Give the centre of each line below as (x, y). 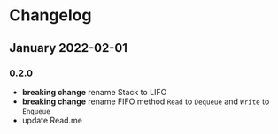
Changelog (50, 15)
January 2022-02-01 (69, 48)
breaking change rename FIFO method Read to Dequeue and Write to (146, 101)
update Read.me (52, 120)
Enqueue (36, 111)
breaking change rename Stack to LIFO (94, 92)
